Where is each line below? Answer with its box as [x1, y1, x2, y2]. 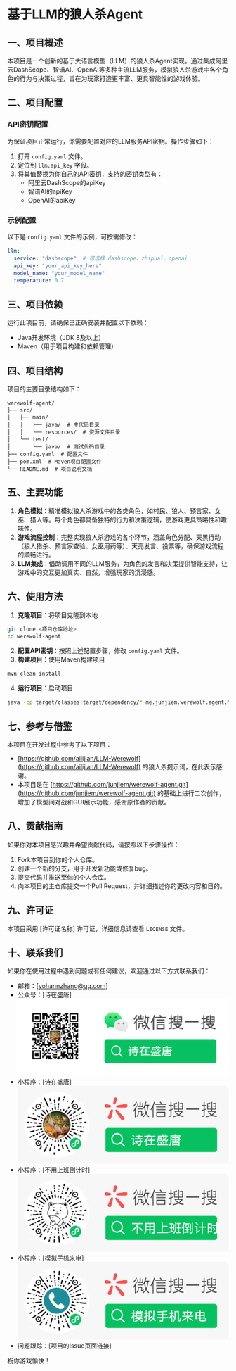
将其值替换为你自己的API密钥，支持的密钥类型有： [17, 170, 164, 178]
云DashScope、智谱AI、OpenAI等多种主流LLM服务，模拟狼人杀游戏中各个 [7, 65, 223, 74]
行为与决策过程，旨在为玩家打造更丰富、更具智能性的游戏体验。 [19, 75, 204, 82]
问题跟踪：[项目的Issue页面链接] [17, 1341, 112, 1350]
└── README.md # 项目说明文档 [7, 465, 93, 472]
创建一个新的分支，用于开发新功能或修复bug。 [17, 864, 152, 873]
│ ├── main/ [7, 413, 49, 421]
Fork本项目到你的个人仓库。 [17, 855, 99, 864]
